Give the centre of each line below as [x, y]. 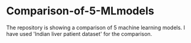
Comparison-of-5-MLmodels [80, 11]
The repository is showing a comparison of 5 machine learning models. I [95, 27]
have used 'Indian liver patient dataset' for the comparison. [79, 33]
